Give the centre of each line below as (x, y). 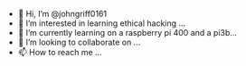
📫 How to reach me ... (60, 52)
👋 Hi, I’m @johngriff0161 (62, 14)
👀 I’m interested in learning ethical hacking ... (102, 23)
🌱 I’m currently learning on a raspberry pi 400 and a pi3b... (128, 33)
